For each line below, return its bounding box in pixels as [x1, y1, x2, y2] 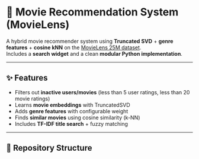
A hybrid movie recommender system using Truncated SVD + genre [6, 37, 174, 44]
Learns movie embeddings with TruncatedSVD [14, 101, 130, 109]
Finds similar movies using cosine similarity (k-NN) [14, 114, 140, 121]
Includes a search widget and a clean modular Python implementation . [6, 50, 182, 57]
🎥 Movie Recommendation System [6, 5, 179, 19]
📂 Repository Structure [6, 143, 92, 153]
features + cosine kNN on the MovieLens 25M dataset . [6, 44, 142, 51]
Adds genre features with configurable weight [14, 107, 129, 115]
